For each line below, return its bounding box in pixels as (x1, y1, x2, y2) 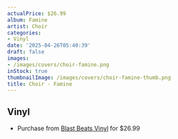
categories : (7, 29, 41, 36)
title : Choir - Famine (7, 81, 72, 87)
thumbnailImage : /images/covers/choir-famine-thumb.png (7, 74, 171, 81)
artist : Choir (7, 23, 48, 30)
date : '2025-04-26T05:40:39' (7, 42, 91, 49)
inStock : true (7, 67, 48, 74)
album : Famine (7, 17, 48, 23)
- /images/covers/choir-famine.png (7, 61, 110, 68)
